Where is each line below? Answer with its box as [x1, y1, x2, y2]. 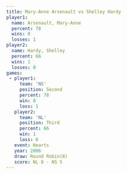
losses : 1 [11, 36, 36, 42]
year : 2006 [14, 148, 42, 154]
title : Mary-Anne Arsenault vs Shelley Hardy [6, 8, 121, 15]
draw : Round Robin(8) [14, 153, 68, 159]
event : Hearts [14, 142, 49, 148]
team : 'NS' [19, 81, 47, 87]
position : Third [19, 120, 60, 126]
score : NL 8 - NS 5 [14, 159, 63, 165]
